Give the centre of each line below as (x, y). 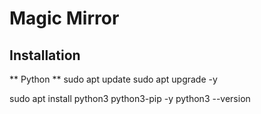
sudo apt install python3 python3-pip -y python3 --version (130, 98)
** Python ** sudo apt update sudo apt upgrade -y (113, 79)
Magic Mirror (64, 18)
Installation (45, 55)
